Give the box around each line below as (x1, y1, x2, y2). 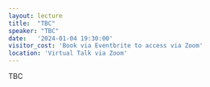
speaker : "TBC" (8, 27, 60, 35)
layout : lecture (8, 11, 63, 20)
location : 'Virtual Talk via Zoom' (8, 49, 128, 57)
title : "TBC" (8, 19, 56, 27)
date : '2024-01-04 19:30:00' (8, 34, 113, 43)
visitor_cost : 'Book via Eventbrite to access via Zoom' (8, 42, 204, 50)
